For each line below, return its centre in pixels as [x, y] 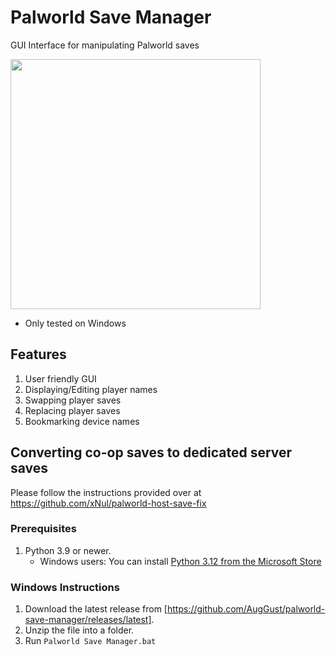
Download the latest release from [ [96, 609]
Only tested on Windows [75, 323]
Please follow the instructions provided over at [106, 492]
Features [38, 354]
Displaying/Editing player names [91, 389]
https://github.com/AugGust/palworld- [246, 609]
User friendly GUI [60, 378]
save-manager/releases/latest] [88, 620]
